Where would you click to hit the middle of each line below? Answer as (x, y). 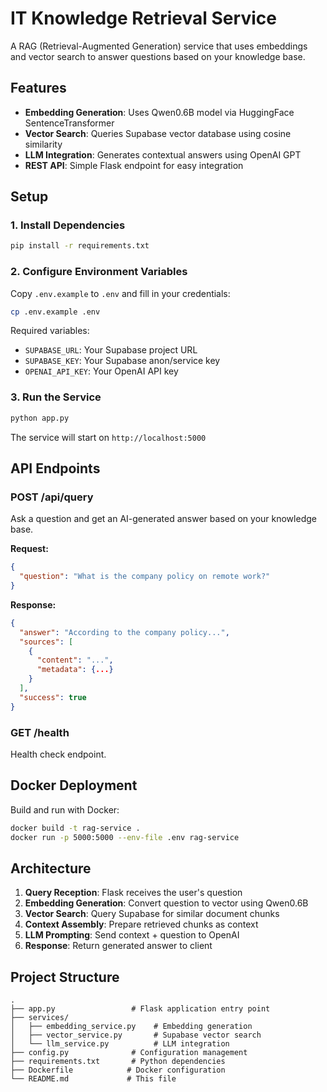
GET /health (40, 732)
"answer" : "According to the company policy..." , (124, 632)
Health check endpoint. (58, 754)
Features (38, 88)
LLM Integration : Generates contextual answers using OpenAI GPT (163, 154)
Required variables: (50, 331)
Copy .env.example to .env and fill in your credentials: (120, 293)
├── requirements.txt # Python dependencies (118, 1062)
